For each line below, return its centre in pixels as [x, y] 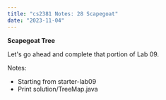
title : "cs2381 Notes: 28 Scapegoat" [63, 14]
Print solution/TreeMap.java [58, 89]
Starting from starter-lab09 [57, 81]
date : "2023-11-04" [36, 20]
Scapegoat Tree [31, 40]
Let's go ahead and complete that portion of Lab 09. [83, 54]
